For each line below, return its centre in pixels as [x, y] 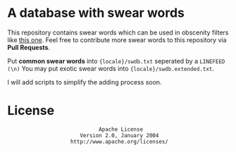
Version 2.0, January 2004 [119, 135]
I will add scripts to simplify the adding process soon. [85, 82]
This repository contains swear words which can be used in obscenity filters [118, 32]
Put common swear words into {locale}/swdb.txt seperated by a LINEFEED [116, 61]
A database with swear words [96, 13]
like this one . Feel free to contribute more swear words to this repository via [117, 39]
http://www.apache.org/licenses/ [119, 141]
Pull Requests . [29, 47]
